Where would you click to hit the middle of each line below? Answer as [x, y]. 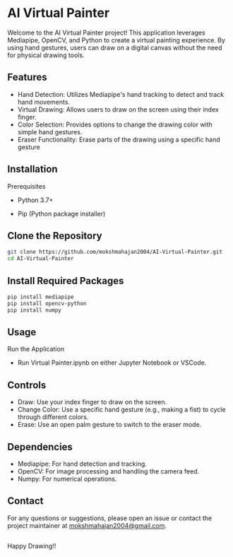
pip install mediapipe [41, 297]
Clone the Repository [55, 236]
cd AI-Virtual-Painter [41, 259]
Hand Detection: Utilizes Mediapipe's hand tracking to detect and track [121, 94]
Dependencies [40, 447]
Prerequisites [26, 186]
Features [27, 77]
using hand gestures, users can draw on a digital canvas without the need [115, 47]
